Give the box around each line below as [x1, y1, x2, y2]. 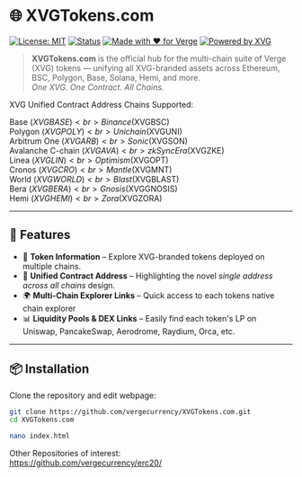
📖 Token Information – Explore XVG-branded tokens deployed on [22, 251, 265, 261]
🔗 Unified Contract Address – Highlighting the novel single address [22, 270, 273, 281]
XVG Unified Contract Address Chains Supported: [9, 99, 194, 110]
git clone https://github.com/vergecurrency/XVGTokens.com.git [9, 407, 252, 416]
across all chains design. [22, 279, 116, 290]
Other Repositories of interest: [9, 448, 121, 459]
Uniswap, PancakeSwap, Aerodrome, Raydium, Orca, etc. [22, 325, 235, 337]
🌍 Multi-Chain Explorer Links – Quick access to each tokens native [22, 289, 275, 301]
